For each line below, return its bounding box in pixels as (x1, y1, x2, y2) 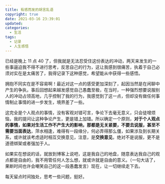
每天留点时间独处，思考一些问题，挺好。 (5, 173, 87, 180)
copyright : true (5, 12, 38, 17)
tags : (5, 35, 16, 40)
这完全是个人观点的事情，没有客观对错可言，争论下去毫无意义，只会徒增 (5, 109, 151, 116)
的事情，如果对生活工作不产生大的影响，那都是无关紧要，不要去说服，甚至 (5, 122, 156, 128)
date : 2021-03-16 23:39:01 (5, 16, 60, 21)
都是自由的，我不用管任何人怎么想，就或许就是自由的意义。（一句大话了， (9, 157, 158, 163)
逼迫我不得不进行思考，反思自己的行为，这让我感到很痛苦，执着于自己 (13, 64, 156, 70)
